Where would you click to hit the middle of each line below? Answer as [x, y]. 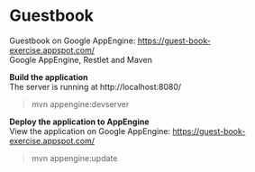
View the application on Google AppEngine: [90, 131]
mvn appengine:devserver [80, 104]
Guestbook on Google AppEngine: [73, 41]
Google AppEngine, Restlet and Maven [81, 59]
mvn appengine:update [74, 158]
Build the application [49, 77]
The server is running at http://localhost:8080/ [96, 86]
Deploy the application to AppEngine [79, 122]
